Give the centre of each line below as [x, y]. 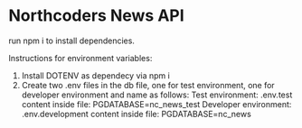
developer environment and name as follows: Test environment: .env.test [157, 95]
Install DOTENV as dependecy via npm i [96, 75]
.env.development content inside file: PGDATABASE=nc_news [137, 114]
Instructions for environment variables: [80, 58]
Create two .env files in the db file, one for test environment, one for [148, 85]
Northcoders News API [96, 16]
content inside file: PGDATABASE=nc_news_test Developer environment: [156, 104]
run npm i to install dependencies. [71, 41]
